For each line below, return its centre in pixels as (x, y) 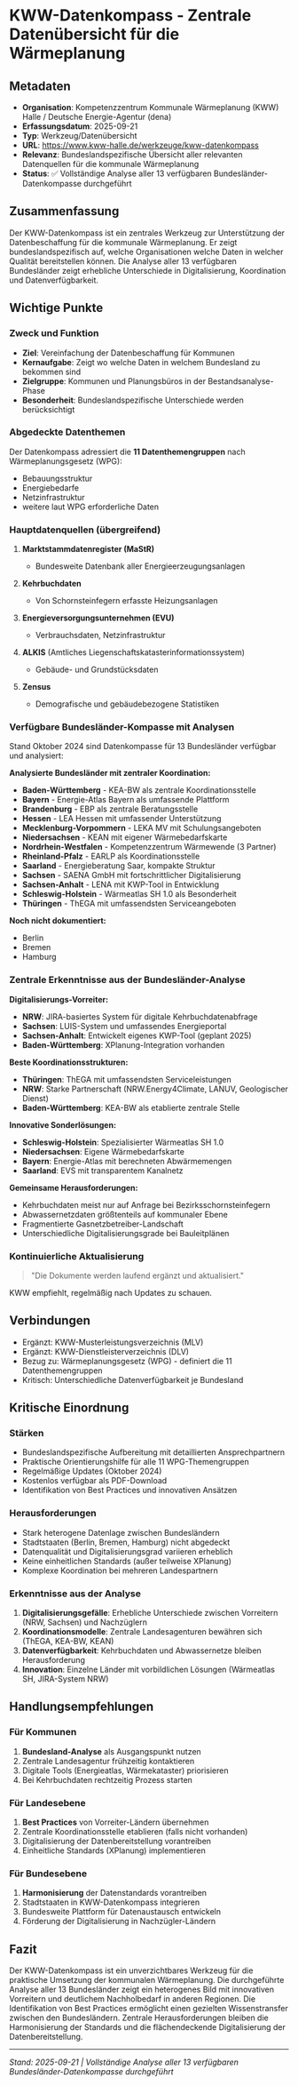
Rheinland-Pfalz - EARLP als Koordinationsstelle (111, 856)
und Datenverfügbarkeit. (54, 280)
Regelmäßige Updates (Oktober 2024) (92, 1471)
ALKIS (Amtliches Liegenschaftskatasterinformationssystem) (133, 652)
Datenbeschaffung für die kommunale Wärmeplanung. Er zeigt (123, 242)
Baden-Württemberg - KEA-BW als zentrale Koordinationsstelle (139, 790)
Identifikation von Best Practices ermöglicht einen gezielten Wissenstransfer (149, 2009)
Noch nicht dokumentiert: (58, 921)
